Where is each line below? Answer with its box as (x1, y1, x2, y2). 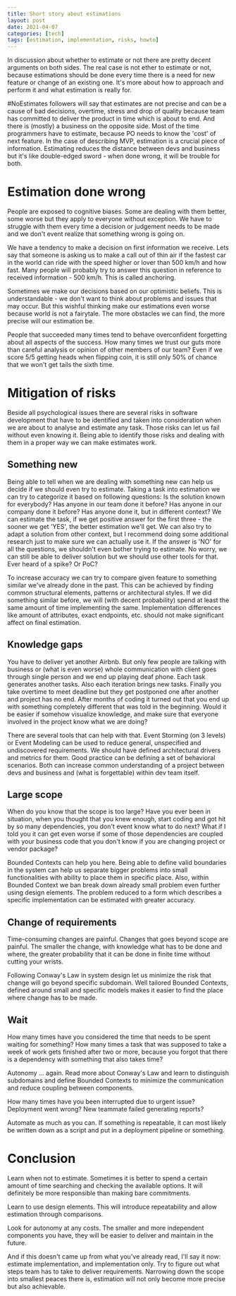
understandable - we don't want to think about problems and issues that (7, 294, 217, 303)
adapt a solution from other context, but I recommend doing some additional (7, 530, 229, 538)
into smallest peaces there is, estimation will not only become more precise (7, 1275, 225, 1283)
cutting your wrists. (7, 957, 63, 966)
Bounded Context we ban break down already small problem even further (7, 881, 221, 890)
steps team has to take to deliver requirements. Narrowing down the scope (7, 1267, 224, 1276)
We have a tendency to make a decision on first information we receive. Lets (7, 244, 229, 252)
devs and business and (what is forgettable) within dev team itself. (7, 768, 200, 777)
